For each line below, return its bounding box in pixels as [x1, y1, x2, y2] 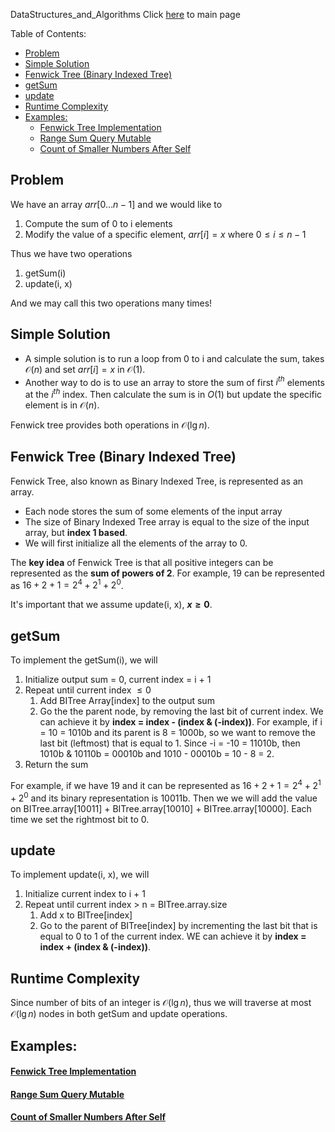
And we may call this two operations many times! [10, 297, 213, 309]
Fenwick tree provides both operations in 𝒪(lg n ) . [10, 419, 210, 431]
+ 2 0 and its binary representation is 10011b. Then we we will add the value [10, 790, 318, 804]
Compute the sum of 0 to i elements [24, 217, 173, 229]
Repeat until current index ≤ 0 [24, 684, 152, 696]
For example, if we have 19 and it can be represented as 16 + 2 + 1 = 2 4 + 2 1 [10, 778, 322, 791]
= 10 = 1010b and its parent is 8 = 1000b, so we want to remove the [39, 727, 316, 739]
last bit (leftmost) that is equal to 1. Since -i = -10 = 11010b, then [39, 737, 301, 749]
